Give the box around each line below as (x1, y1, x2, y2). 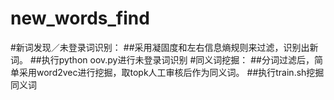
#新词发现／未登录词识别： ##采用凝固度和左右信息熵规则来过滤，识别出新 (10, 41, 319, 53)
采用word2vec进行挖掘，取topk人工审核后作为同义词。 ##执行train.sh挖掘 (18, 66, 325, 78)
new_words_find (10, 7, 150, 30)
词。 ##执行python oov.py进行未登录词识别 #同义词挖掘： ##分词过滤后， (10, 53, 315, 66)
